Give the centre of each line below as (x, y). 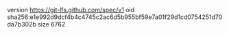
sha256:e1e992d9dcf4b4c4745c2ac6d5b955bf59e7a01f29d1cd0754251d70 (115, 17)
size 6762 (51, 24)
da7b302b (22, 24)
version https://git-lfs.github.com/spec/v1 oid (71, 10)
